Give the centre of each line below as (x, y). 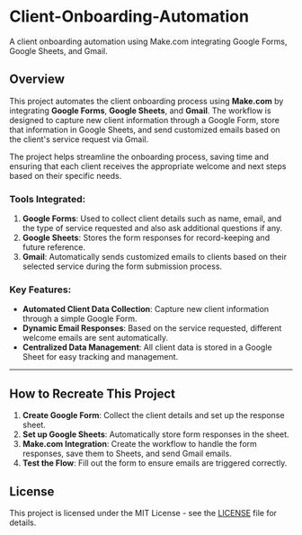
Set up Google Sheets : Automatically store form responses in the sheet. (155, 434)
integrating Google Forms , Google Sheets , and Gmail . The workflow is (140, 111)
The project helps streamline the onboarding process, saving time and (139, 156)
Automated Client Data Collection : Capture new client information (146, 309)
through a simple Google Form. (80, 319)
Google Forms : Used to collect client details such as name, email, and (152, 218)
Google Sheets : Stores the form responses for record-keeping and (146, 238)
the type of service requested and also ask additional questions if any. (152, 228)
